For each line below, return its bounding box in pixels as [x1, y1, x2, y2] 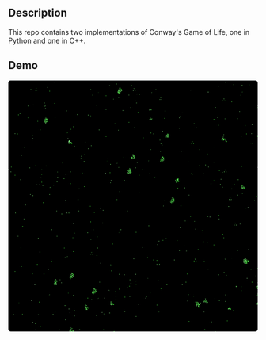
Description [8, 6, 67, 20]
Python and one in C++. [8, 36, 86, 45]
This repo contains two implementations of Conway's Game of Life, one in [8, 27, 250, 36]
